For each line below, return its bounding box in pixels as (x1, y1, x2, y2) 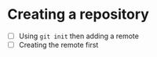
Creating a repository (7, 5, 150, 23)
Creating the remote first (18, 41, 99, 49)
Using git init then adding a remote (18, 31, 139, 41)
